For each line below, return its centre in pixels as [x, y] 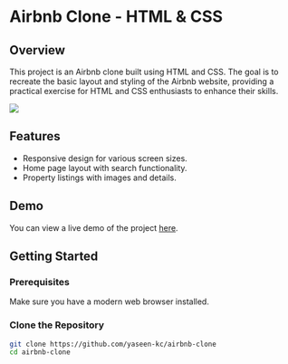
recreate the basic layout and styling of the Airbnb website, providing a [142, 81]
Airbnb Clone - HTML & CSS [116, 17]
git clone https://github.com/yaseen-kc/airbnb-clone [113, 344]
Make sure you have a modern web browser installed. [110, 302]
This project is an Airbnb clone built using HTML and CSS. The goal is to [144, 72]
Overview [38, 50]
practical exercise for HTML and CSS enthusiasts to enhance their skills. [144, 91]
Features [35, 136]
